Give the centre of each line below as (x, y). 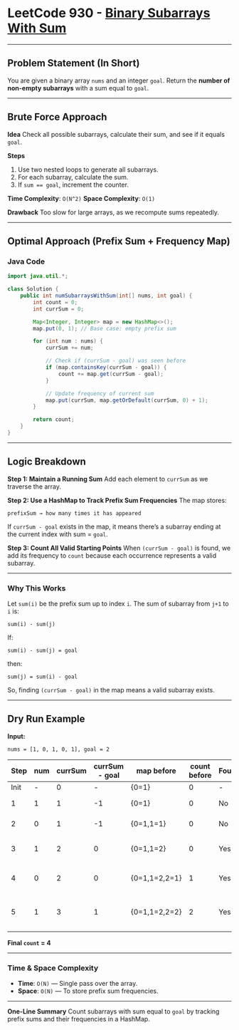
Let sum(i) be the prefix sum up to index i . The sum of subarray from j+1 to (118, 603)
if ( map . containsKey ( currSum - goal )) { (106, 368)
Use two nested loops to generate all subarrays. (88, 170)
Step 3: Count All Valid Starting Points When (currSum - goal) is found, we (119, 548)
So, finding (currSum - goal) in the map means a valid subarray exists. (111, 690)
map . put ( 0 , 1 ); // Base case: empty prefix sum (105, 328)
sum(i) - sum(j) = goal (43, 650)
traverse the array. (34, 487)
